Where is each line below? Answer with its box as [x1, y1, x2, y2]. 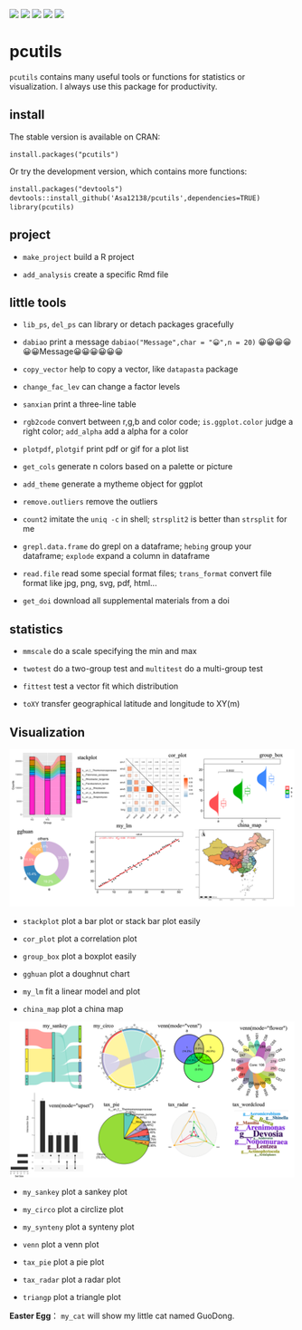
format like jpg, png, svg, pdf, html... [22, 578, 157, 589]
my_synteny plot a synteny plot [22, 1221, 135, 1232]
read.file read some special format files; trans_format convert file [22, 568, 272, 579]
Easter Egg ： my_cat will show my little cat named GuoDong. [9, 1310, 235, 1322]
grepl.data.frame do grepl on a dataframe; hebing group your [22, 541, 252, 552]
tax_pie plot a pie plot [22, 1257, 105, 1267]
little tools [9, 294, 67, 310]
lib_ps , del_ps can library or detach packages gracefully [22, 319, 234, 330]
